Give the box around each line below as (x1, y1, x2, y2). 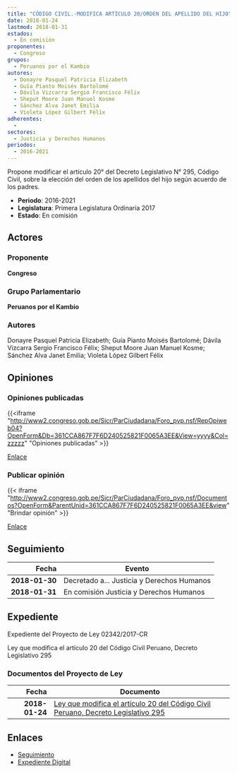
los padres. (7, 183, 40, 191)
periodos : (7, 142, 37, 149)
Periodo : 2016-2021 (17, 196, 75, 205)
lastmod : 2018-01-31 (7, 23, 68, 30)
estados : (7, 30, 33, 37)
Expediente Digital (17, 758, 71, 766)
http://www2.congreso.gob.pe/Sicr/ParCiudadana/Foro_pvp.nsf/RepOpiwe (10, 416, 227, 424)
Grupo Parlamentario (7, 287, 81, 296)
